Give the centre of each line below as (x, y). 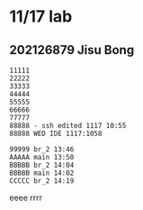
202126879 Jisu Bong (72, 50)
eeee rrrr (26, 197)
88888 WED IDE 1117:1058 (56, 133)
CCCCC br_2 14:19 (42, 181)
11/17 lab (41, 17)
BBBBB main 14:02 (42, 173)
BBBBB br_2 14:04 (42, 165)
